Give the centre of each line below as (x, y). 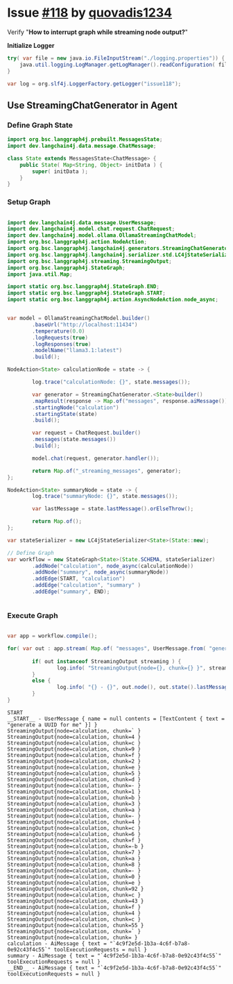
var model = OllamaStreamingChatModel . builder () (79, 318)
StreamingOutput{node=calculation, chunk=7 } (74, 852)
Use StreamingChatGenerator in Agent (93, 105)
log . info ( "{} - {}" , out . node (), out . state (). (127, 687)
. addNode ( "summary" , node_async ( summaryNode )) (101, 572)
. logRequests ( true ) (60, 337)
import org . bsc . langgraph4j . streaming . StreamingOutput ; (89, 261)
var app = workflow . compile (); (52, 636)
